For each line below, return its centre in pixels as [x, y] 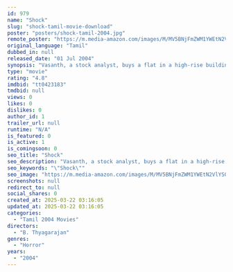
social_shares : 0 [32, 194]
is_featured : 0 [29, 136]
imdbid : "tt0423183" [37, 84]
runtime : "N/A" [29, 129]
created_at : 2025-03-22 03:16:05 [55, 200]
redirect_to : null [34, 188]
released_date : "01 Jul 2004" [51, 59]
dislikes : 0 [24, 110]
